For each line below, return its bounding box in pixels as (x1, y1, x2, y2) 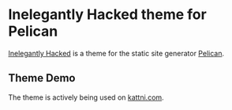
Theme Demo (8, 71, 76, 85)
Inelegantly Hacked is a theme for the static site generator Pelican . (8, 48, 225, 58)
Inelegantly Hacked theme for (8, 6, 207, 24)
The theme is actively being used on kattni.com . (8, 93, 164, 102)
